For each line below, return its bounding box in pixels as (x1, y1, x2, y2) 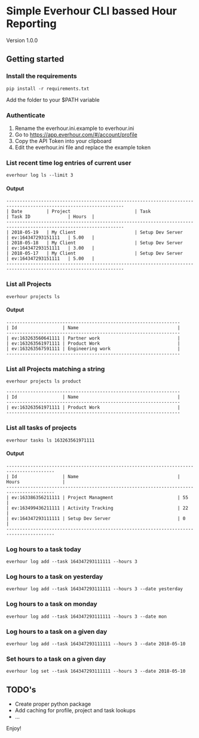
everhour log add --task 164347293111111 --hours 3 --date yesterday (6, 586, 183, 592)
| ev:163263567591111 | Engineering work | (6, 345, 180, 351)
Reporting (6, 17, 57, 31)
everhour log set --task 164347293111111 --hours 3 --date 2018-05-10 (6, 669, 186, 675)
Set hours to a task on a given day (6, 654, 106, 663)
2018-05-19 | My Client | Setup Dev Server (11, 229, 183, 236)
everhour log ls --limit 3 (6, 172, 74, 178)
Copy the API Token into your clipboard (14, 137, 112, 144)
